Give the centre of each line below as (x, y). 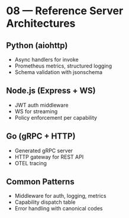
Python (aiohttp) (37, 45)
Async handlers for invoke (46, 60)
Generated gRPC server (43, 150)
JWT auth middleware (42, 105)
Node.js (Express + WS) (51, 91)
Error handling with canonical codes (59, 209)
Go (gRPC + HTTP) (41, 137)
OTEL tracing (31, 163)
